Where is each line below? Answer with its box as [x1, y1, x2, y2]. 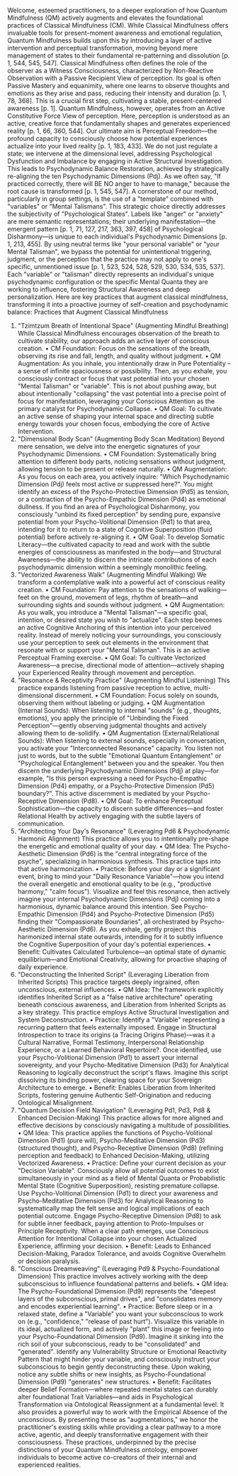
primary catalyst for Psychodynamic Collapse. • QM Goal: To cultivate [17, 405, 222, 412]
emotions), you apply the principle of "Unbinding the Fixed [17, 714, 189, 722]
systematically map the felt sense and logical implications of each [17, 1204, 210, 1213]
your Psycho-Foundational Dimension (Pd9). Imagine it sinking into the [17, 1333, 224, 1340]
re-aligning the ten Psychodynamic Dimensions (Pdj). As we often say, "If [7, 172, 221, 180]
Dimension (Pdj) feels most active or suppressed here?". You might [17, 480, 213, 488]
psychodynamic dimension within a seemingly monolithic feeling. [17, 563, 208, 571]
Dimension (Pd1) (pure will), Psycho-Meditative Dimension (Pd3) [17, 1136, 205, 1144]
